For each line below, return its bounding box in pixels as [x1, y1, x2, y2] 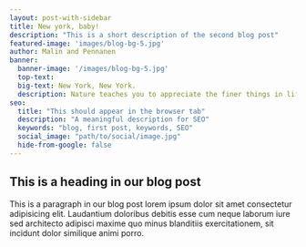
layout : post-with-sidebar [9, 13, 112, 23]
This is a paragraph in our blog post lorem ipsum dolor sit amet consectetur [9, 198, 293, 210]
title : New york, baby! [9, 22, 100, 31]
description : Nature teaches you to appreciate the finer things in [17, 89, 283, 98]
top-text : [17, 73, 55, 82]
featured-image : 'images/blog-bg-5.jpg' [9, 38, 166, 48]
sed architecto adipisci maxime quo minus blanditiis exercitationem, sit [9, 218, 275, 229]
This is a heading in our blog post [9, 174, 202, 190]
